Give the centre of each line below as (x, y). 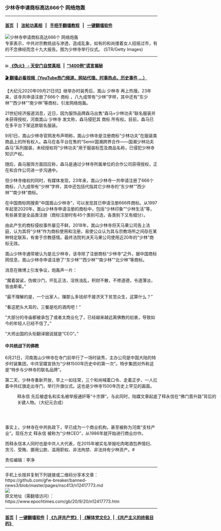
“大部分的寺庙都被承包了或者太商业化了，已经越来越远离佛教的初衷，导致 (78, 317)
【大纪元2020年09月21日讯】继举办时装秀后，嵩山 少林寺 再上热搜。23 (76, 91)
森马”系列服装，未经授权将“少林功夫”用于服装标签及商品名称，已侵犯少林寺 (80, 148)
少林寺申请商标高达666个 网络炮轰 (45, 7)
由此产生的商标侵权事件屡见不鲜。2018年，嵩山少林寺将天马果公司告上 (75, 225)
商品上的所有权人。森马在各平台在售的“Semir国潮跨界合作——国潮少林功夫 (80, 142)
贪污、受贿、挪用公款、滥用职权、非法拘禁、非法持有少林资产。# (70, 450)
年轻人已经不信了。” (32, 324)
